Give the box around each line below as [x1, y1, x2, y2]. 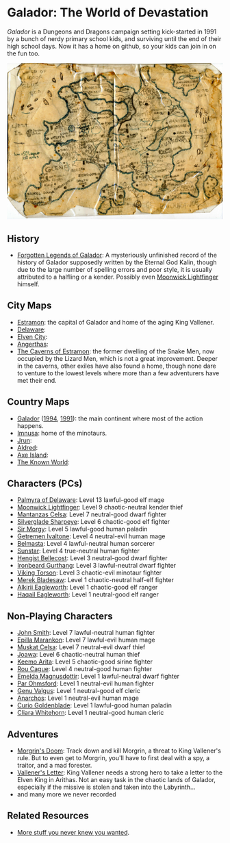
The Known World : [16, 457, 70, 466]
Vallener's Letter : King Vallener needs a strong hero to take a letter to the [16, 768, 223, 777]
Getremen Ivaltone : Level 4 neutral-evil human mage [16, 532, 166, 540]
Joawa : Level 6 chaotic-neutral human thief [16, 651, 140, 659]
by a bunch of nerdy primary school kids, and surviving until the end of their [7, 34, 222, 42]
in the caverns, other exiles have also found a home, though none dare [16, 362, 217, 370]
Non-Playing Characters [7, 610, 113, 622]
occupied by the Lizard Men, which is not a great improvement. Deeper [16, 354, 218, 362]
